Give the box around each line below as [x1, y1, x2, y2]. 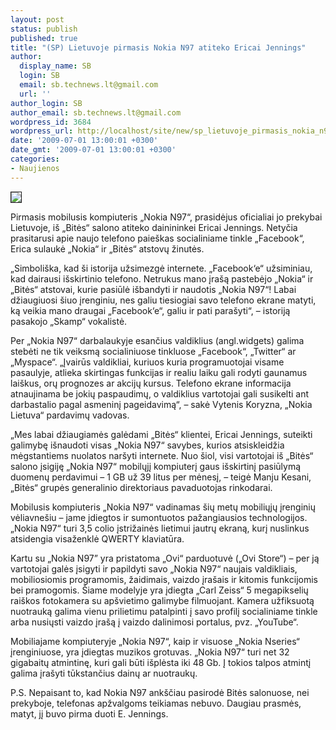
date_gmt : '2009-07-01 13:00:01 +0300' [10, 145, 177, 155]
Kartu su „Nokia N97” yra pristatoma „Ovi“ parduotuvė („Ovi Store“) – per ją [10, 552, 320, 564]
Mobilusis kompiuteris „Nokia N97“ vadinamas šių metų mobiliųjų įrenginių [10, 501, 316, 513]
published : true [10, 33, 78, 43]
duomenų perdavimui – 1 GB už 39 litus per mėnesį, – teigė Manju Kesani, [10, 471, 312, 483]
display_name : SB [19, 61, 92, 71]
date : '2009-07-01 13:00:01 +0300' [10, 136, 159, 146]
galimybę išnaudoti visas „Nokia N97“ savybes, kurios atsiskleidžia [10, 439, 285, 451]
